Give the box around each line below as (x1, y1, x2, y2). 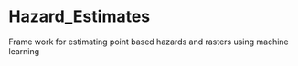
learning (8, 45, 40, 56)
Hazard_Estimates (8, 6, 151, 27)
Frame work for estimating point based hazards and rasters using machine (8, 36, 289, 47)
